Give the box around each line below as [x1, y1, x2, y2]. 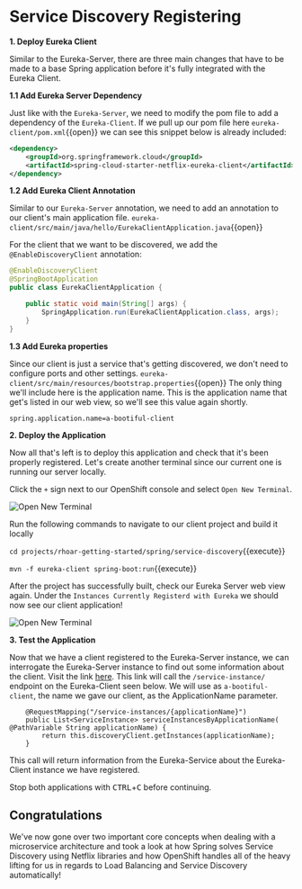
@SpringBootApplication [9, 274, 99, 284]
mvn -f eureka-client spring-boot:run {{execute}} [9, 562, 198, 573]
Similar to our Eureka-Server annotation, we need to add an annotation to [9, 202, 280, 213]
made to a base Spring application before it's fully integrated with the [9, 63, 266, 74]
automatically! [9, 870, 61, 881]
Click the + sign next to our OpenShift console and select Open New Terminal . [9, 483, 293, 494]
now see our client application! [9, 599, 123, 610]
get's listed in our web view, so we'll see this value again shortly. [9, 396, 249, 407]
